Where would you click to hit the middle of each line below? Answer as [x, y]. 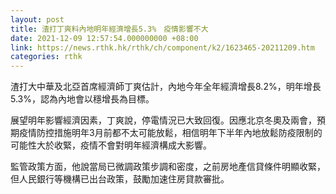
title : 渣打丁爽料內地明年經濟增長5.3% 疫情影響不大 [109, 29]
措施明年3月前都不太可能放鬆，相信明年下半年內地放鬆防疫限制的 [188, 133]
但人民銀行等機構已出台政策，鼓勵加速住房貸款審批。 [120, 179]
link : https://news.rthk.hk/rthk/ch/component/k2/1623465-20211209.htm [162, 47]
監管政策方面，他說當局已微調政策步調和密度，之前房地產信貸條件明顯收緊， [168, 167]
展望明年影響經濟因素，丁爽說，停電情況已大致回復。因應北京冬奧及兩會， [163, 120]
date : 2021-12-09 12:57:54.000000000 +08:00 [104, 38]
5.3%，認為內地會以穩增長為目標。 [82, 99]
